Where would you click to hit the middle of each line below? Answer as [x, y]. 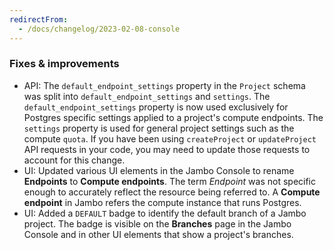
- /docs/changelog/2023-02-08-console [99, 29]
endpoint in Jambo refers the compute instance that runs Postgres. [162, 202]
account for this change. [74, 160]
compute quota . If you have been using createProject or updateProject [170, 138]
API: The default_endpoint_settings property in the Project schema [164, 85]
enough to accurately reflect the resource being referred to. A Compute [172, 192]
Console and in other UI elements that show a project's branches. [158, 234]
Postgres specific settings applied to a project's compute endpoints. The [173, 117]
